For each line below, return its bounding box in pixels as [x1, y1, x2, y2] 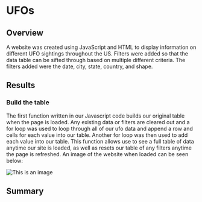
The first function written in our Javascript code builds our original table [6, 112, 185, 119]
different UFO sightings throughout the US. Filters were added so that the [6, 50, 189, 57]
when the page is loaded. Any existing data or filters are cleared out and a [6, 118, 190, 125]
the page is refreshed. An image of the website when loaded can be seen [6, 150, 189, 157]
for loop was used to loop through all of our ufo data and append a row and [6, 125, 193, 132]
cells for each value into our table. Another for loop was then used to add [6, 131, 188, 139]
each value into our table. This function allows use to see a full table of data [6, 137, 194, 145]
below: [6, 157, 23, 164]
